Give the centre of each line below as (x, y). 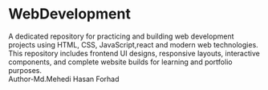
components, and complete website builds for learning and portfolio (120, 62)
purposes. (25, 70)
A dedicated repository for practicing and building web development (121, 36)
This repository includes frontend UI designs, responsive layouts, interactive (134, 53)
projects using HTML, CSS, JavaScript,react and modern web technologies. (133, 44)
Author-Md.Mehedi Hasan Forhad (64, 79)
